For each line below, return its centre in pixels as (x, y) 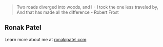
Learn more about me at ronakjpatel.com (45, 39)
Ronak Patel (23, 28)
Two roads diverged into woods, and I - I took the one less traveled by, (87, 7)
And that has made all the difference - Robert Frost (68, 12)
